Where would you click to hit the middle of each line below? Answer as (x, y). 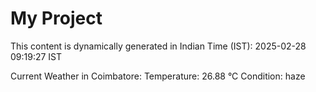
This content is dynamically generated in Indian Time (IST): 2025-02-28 (158, 46)
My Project (56, 18)
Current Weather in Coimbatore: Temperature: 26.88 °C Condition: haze (158, 76)
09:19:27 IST (36, 56)
